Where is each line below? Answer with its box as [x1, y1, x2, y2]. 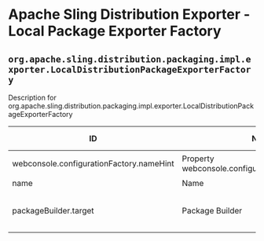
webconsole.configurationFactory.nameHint [12, 159, 174, 169]
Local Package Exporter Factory [8, 22, 222, 40]
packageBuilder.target [12, 206, 94, 216]
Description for [8, 93, 57, 102]
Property [181, 153, 214, 164]
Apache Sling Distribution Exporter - [8, 5, 251, 24]
